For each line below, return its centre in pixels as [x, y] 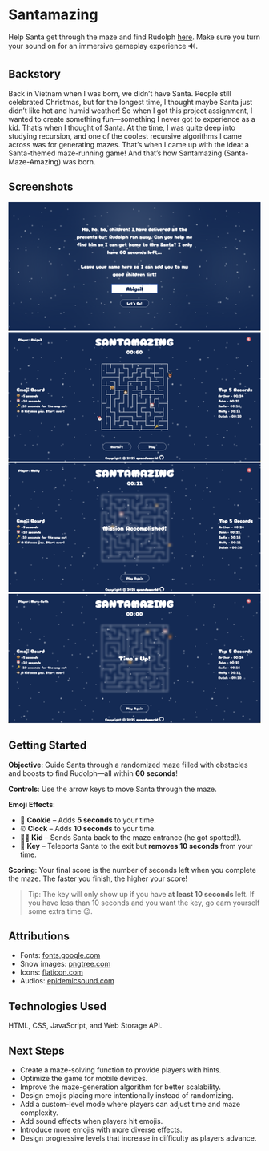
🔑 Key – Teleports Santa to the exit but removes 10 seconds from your [136, 846]
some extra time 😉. [60, 911]
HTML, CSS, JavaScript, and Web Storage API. [85, 1026]
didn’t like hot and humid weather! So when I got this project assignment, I [130, 111]
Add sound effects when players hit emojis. [91, 1121]
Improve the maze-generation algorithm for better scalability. [120, 1087]
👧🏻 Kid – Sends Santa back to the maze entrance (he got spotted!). [130, 837]
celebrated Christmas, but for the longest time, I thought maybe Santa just [130, 102]
